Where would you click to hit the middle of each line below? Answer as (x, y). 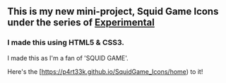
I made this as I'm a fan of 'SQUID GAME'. (68, 58)
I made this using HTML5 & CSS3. (66, 43)
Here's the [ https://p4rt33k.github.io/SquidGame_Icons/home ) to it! (105, 71)
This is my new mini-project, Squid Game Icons (113, 12)
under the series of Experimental (81, 23)
